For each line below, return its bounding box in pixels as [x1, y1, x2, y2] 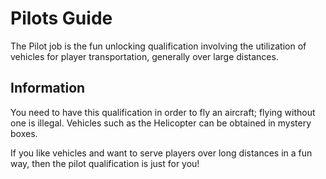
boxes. [10, 127, 38, 139]
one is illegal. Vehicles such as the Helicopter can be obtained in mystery [10, 117, 312, 129]
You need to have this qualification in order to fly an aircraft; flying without [10, 106, 316, 118]
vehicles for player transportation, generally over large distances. [10, 50, 279, 62]
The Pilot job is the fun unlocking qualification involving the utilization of [10, 40, 307, 52]
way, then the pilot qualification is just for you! [10, 157, 200, 169]
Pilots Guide [10, 7, 113, 30]
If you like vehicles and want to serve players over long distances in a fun [10, 147, 313, 159]
